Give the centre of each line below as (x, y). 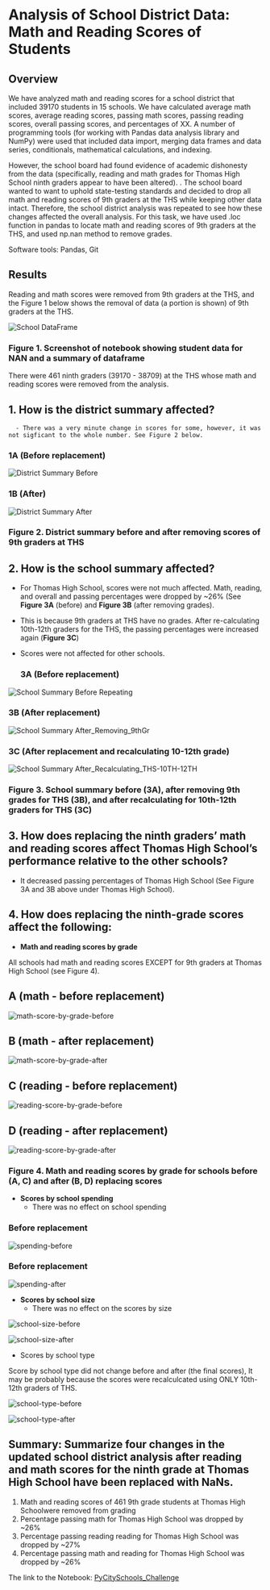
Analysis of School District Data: (119, 15)
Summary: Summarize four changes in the (117, 1444)
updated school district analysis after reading (125, 1457)
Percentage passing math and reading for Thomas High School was (132, 1553)
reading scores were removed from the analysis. (89, 384)
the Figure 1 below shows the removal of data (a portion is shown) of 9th (129, 303)
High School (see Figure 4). (54, 970)
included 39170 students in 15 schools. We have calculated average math (130, 107)
